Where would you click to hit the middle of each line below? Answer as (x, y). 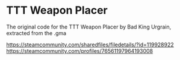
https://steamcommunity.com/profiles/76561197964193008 (80, 50)
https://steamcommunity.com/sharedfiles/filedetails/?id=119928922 (90, 45)
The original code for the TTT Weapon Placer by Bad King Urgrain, (89, 27)
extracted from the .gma (36, 33)
